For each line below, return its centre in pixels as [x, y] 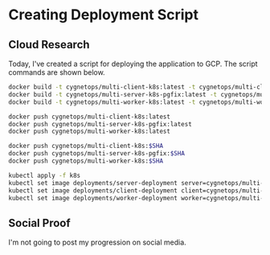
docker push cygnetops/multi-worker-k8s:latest [90, 132]
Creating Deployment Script [104, 15]
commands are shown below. [57, 72]
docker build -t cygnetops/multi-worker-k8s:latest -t [102, 102]
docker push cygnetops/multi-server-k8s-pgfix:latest [100, 124]
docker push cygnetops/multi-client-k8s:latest [90, 117]
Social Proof [39, 223]
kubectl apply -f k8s [45, 175]
